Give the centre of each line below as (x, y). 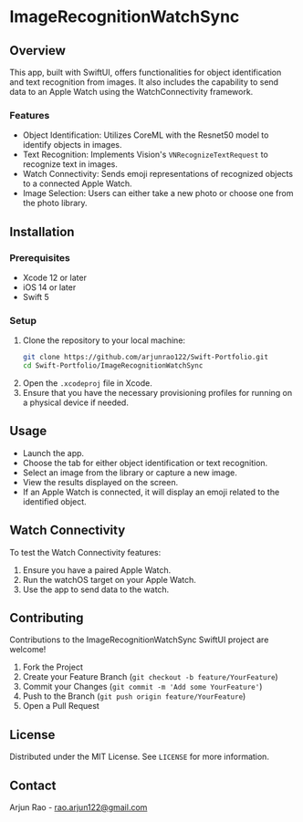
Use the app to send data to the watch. (96, 589)
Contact (33, 785)
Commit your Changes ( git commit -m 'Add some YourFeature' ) (142, 687)
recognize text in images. (70, 164)
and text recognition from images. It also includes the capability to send (144, 82)
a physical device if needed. (76, 402)
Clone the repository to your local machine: (104, 340)
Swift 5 (36, 297)
